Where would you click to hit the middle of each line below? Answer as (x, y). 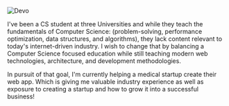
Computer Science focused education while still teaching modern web (108, 53)
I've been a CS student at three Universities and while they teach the (105, 24)
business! (21, 96)
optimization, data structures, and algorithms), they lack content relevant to (115, 39)
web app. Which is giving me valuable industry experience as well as (105, 82)
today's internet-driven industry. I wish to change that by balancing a (106, 46)
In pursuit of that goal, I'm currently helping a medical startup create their (112, 74)
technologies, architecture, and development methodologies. (94, 61)
